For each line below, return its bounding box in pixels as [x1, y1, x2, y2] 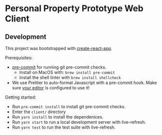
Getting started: [5, 94, 36, 100]
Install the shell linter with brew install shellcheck [19, 75, 121, 80]
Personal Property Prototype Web [5, 3, 144, 14]
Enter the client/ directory [12, 109, 66, 115]
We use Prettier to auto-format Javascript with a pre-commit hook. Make [12, 80, 157, 85]
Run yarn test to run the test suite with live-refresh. [12, 124, 116, 130]
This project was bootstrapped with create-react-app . [5, 46, 113, 51]
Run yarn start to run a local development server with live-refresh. [12, 119, 146, 125]
